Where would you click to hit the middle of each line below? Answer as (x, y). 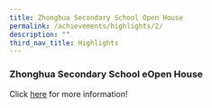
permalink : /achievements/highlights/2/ (87, 26)
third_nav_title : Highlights (64, 43)
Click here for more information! (69, 94)
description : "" (40, 34)
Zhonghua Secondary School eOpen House (106, 75)
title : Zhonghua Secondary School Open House (96, 18)
